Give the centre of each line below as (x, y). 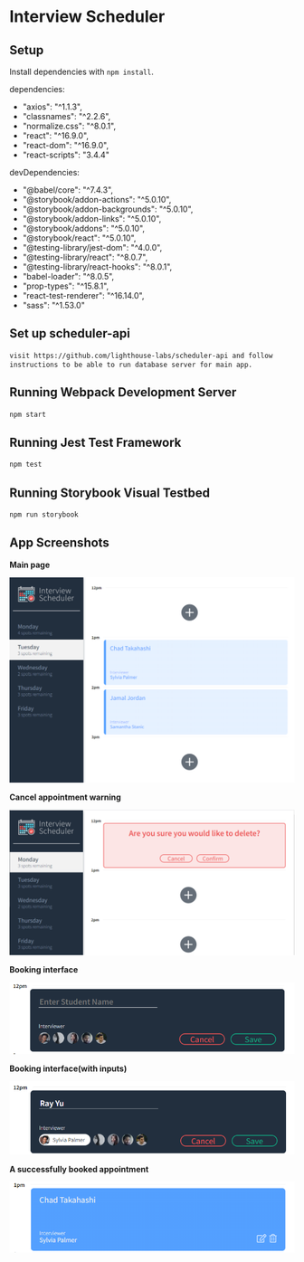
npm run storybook (44, 515)
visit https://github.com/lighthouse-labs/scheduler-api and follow (141, 356)
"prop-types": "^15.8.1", (66, 286)
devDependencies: (44, 172)
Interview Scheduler (87, 17)
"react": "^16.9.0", (55, 136)
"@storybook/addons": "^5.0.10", (84, 228)
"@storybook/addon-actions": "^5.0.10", (97, 199)
